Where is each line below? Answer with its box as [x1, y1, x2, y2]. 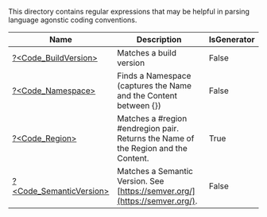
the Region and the [116, 143, 188, 153]
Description [136, 34, 182, 45]
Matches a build [116, 48, 177, 58]
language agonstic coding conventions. [8, 15, 137, 25]
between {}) [116, 100, 161, 110]
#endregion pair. [116, 123, 179, 134]
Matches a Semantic [116, 166, 193, 176]
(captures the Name [116, 80, 192, 91]
